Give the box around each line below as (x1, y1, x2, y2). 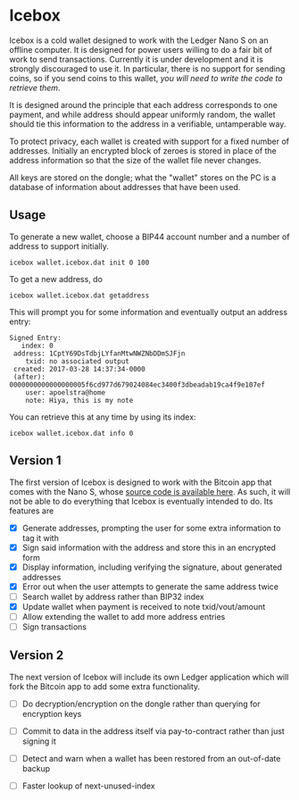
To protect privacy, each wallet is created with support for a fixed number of (9, 136, 290, 146)
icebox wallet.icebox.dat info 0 (9, 429, 134, 437)
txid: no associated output (25, 356, 129, 366)
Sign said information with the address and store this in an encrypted (21, 542, 277, 553)
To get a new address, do (9, 273, 103, 284)
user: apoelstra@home (25, 387, 105, 397)
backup (21, 763, 51, 774)
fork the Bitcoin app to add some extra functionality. (9, 680, 201, 692)
